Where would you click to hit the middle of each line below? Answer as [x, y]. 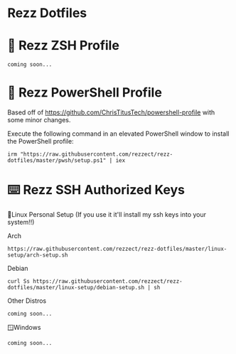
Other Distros [27, 301]
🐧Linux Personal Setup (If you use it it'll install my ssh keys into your [107, 214]
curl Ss [19, 281]
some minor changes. [39, 120]
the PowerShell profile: [41, 141]
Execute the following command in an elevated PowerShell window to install [118, 134]
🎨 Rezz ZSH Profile [63, 46]
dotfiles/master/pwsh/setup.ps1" [57, 161]
